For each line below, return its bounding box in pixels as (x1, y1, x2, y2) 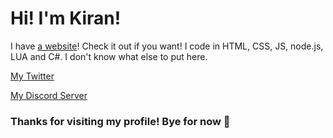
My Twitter (10, 70, 55, 82)
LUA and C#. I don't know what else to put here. (10, 50, 208, 62)
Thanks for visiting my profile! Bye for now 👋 (10, 114, 231, 128)
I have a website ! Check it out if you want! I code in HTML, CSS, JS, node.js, (10, 40, 324, 52)
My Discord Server (10, 89, 88, 101)
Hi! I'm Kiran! (10, 7, 122, 30)
